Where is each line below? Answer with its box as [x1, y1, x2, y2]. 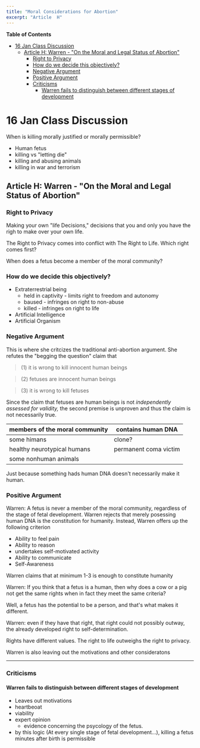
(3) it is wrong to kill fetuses [20, 387, 89, 394]
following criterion [6, 523, 51, 531]
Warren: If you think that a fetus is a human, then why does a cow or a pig [6, 584, 187, 591]
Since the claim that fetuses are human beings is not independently [6, 398, 171, 406]
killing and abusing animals [14, 157, 82, 164]
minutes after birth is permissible [14, 735, 96, 742]
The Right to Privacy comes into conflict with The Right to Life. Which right [6, 239, 189, 247]
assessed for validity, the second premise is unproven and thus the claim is [6, 404, 191, 412]
